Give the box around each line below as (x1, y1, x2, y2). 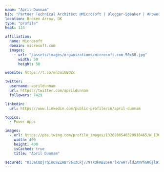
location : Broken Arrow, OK (5, 16, 62, 21)
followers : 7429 (9, 92, 42, 98)
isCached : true (14, 146, 45, 151)
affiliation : (5, 34, 32, 39)
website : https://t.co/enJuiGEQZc (5, 70, 76, 75)
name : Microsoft (9, 39, 42, 44)
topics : (5, 115, 21, 120)
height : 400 (14, 142, 38, 147)
